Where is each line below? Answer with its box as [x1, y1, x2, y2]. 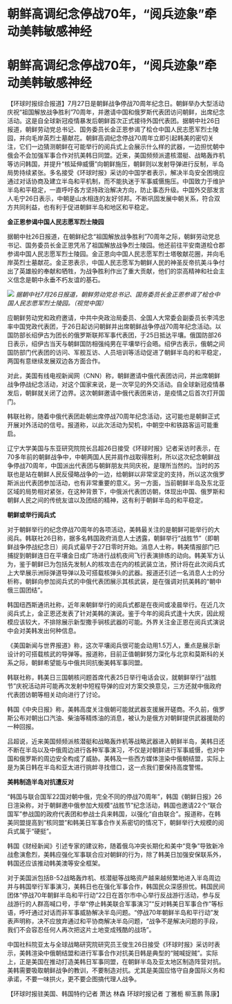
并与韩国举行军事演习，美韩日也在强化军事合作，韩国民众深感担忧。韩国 [7, 882, 213, 891]
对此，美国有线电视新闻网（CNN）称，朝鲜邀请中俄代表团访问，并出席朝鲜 [7, 371, 221, 380]
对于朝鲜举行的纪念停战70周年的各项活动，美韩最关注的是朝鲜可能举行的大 [7, 526, 220, 534]
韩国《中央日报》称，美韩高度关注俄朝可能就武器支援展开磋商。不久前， [7, 705, 213, 714]
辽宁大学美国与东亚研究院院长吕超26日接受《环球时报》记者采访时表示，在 [7, 444, 221, 453]
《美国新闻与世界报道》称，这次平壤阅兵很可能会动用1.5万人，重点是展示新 [7, 641, 221, 650]
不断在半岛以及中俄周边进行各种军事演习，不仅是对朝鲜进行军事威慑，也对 [7, 746, 219, 754]
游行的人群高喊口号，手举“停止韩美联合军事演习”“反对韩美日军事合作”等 [12, 900, 217, 908]
